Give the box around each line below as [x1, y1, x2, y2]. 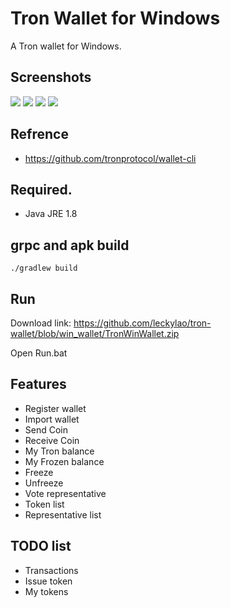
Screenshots [10, 69, 92, 86]
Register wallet [24, 402, 87, 414]
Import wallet [24, 413, 80, 425]
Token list [24, 498, 65, 510]
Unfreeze [24, 477, 64, 489]
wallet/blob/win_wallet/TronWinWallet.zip [10, 328, 180, 339]
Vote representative [24, 487, 107, 499]
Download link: [10, 317, 72, 329]
